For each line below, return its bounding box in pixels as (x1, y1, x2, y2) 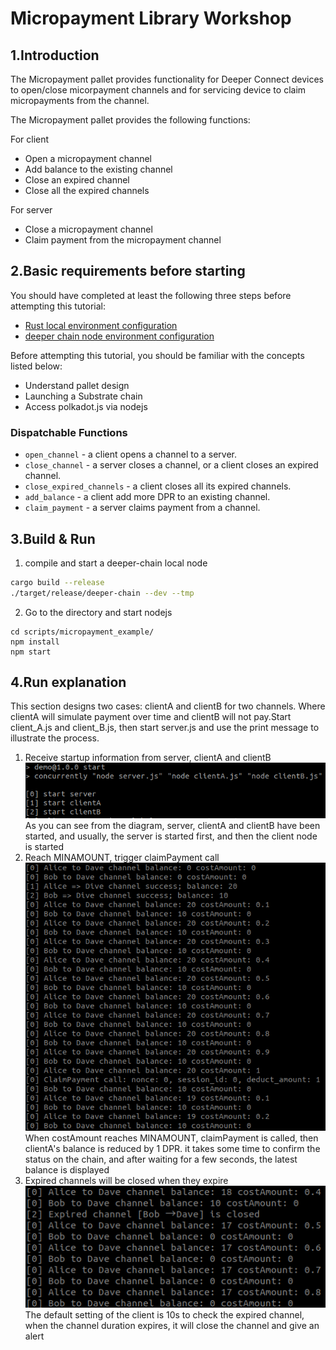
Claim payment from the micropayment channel (24, 234, 222, 246)
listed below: (10, 360, 63, 372)
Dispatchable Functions (10, 425, 128, 439)
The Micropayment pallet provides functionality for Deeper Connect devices (10, 73, 324, 85)
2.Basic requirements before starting (10, 263, 246, 280)
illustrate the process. (10, 732, 100, 744)
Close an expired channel (24, 174, 130, 186)
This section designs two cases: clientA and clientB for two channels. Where (10, 700, 326, 712)
